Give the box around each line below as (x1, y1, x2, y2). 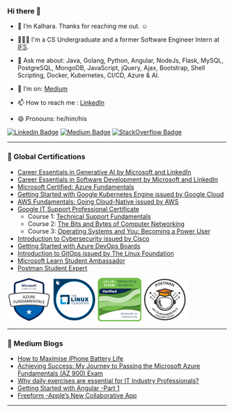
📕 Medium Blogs (7, 339, 64, 348)
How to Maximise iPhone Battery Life (17, 354, 124, 362)
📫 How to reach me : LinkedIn (17, 99, 104, 107)
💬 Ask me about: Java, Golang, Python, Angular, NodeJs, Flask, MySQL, (17, 56, 224, 65)
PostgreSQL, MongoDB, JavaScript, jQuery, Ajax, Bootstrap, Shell (17, 64, 205, 72)
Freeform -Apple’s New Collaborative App (17, 391, 137, 399)
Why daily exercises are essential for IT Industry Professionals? (17, 376, 199, 384)
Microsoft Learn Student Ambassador (17, 257, 125, 265)
